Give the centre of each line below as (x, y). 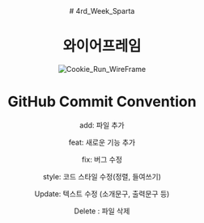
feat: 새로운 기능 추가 (102, 142)
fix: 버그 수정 (102, 159)
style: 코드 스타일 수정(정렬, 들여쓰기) (102, 176)
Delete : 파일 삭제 (102, 211)
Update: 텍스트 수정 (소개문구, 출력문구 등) (102, 194)
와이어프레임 (102, 46)
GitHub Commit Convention (102, 102)
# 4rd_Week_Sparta (102, 11)
